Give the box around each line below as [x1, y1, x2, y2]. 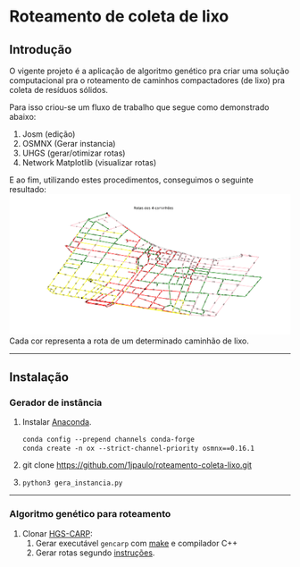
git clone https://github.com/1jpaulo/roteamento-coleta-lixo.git [21, 460, 253, 470]
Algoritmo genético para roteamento [9, 508, 171, 520]
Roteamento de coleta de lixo [9, 6, 229, 27]
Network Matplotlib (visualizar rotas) [21, 157, 157, 167]
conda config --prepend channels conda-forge [21, 436, 195, 444]
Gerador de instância [9, 396, 103, 409]
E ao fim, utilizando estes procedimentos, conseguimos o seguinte [9, 174, 254, 185]
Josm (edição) [21, 129, 76, 140]
